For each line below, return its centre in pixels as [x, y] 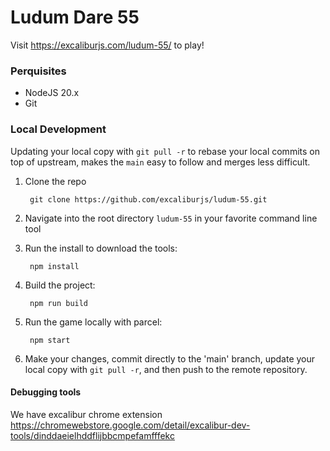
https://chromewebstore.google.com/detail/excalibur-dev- [130, 425]
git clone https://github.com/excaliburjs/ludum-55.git [148, 199]
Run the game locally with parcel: [93, 322]
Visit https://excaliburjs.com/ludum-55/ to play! [107, 45]
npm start [50, 340]
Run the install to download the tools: [101, 248]
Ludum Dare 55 [75, 17]
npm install [54, 266]
